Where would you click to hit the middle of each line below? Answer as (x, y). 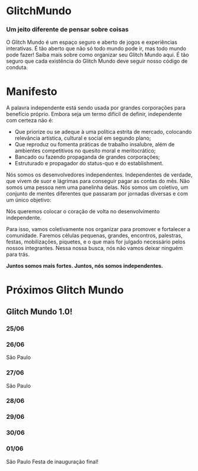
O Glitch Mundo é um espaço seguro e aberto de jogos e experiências (92, 42)
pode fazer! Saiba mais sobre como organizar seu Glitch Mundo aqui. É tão (98, 55)
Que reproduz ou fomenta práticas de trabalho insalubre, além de (95, 145)
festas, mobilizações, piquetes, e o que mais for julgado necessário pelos (96, 242)
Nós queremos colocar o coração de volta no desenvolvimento (83, 212)
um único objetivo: (29, 200)
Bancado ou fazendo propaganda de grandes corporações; (87, 157)
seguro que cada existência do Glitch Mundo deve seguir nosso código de (97, 61)
